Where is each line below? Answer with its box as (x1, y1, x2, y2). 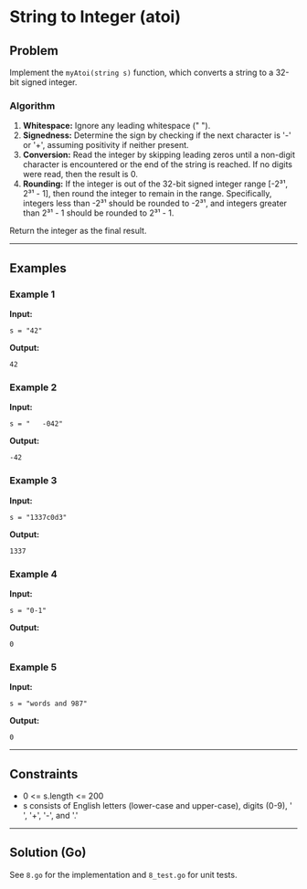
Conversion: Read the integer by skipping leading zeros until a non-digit (22, 149, 295, 161)
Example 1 (9, 288, 56, 301)
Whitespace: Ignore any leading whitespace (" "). (22, 121, 211, 132)
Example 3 (9, 474, 58, 487)
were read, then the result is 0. (22, 169, 139, 180)
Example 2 (9, 381, 58, 394)
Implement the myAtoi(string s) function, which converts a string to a (9, 67, 274, 78)
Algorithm (9, 99, 56, 111)
